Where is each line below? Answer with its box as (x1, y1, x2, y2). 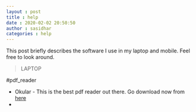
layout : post (6, 8, 42, 15)
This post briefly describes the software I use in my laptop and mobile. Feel (6, 47, 190, 54)
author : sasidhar (6, 25, 52, 32)
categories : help (6, 31, 52, 37)
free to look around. (6, 54, 55, 61)
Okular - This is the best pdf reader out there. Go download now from (14, 88, 185, 95)
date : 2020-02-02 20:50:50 (6, 20, 76, 26)
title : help (6, 14, 39, 20)
